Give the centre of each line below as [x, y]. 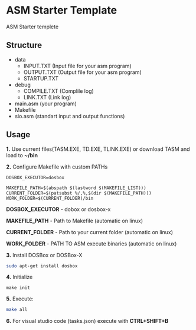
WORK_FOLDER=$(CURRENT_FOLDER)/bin [50, 198]
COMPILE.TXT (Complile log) [59, 91]
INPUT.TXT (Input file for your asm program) [77, 66]
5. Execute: [20, 299]
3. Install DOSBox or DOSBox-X [44, 255]
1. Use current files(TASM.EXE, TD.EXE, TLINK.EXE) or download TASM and [98, 149]
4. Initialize [19, 277]
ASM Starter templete [32, 27]
